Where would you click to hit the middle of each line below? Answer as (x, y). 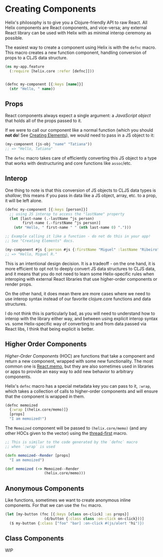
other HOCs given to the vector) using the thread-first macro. (66, 433)
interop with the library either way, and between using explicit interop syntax (81, 318)
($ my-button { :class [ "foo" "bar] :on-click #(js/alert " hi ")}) (77, 523)
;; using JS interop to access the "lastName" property (67, 214)
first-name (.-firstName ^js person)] (62, 223)
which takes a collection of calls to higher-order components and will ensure (81, 391)
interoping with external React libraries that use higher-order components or (81, 279)
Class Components (34, 539)
